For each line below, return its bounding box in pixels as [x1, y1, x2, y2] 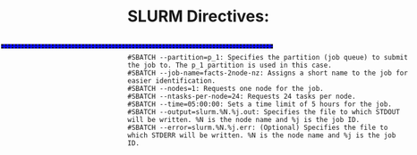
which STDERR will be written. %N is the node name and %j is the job [127, 131, 396, 140]
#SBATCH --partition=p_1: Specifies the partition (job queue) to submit [127, 53, 409, 61]
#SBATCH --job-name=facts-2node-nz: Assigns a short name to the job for [127, 69, 409, 77]
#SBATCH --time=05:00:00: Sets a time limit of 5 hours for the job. [127, 100, 393, 109]
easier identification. [127, 76, 217, 86]
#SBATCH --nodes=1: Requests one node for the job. [127, 84, 324, 93]
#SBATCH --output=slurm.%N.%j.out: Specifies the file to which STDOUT [127, 107, 400, 117]
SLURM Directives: [127, 6, 270, 27]
